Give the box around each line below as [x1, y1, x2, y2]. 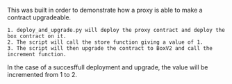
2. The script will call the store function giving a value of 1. [7, 39, 204, 46]
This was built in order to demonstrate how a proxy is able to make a [7, 6, 203, 14]
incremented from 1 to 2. [7, 71, 78, 78]
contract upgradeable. [7, 13, 72, 22]
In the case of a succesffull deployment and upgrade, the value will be [7, 63, 208, 72]
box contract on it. [7, 33, 67, 40]
